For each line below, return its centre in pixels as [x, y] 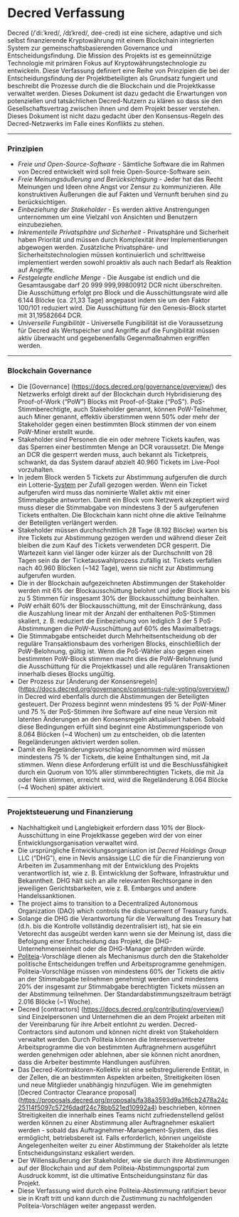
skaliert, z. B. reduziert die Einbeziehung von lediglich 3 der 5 [107, 621]
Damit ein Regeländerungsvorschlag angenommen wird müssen [111, 749]
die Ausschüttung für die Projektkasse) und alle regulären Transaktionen [123, 666]
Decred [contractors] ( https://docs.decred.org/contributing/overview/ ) [121, 1009]
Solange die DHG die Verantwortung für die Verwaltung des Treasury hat [124, 918]
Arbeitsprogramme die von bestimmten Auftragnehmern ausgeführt [117, 1047]
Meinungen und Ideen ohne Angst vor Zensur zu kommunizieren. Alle [119, 187]
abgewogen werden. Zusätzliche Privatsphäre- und [93, 248]
